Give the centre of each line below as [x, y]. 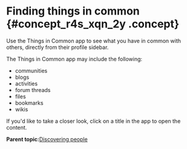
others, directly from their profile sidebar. [57, 47]
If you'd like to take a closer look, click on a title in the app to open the [93, 121]
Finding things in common [73, 11]
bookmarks [29, 103]
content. [17, 127]
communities [31, 70]
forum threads [33, 90]
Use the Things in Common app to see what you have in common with [94, 41]
